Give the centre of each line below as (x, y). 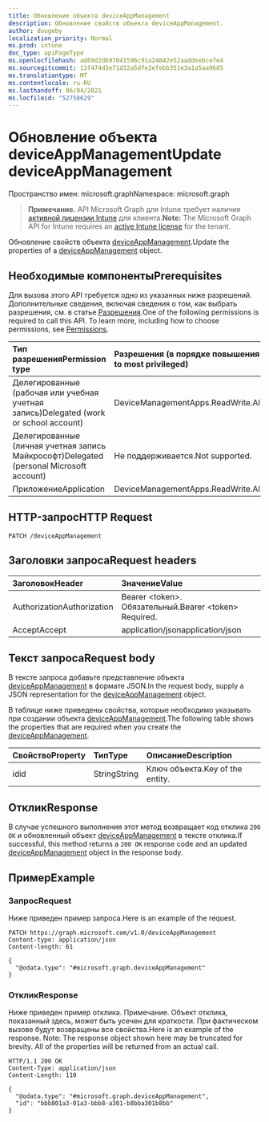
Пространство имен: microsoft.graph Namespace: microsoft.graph (119, 194)
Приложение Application (59, 489)
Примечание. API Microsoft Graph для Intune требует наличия (134, 209)
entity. (158, 779)
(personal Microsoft (49, 466)
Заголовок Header (48, 583)
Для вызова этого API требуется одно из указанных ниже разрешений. (130, 295)
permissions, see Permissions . (59, 329)
